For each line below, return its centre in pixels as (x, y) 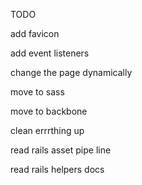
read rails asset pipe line (61, 150)
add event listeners (50, 53)
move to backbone (49, 111)
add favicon (35, 33)
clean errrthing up (47, 130)
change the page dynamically (71, 72)
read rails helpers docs (57, 169)
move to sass (37, 92)
